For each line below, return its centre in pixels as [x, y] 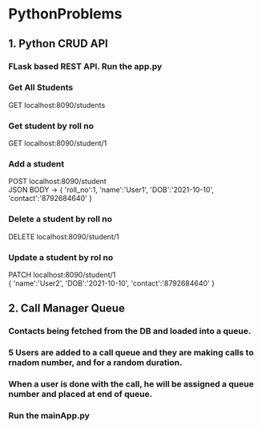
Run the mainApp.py [49, 415]
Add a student [36, 164]
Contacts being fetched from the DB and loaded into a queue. [130, 331]
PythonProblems [65, 14]
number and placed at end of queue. [81, 395]
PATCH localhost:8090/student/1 [62, 275]
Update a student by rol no [61, 257]
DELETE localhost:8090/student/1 [64, 236]
